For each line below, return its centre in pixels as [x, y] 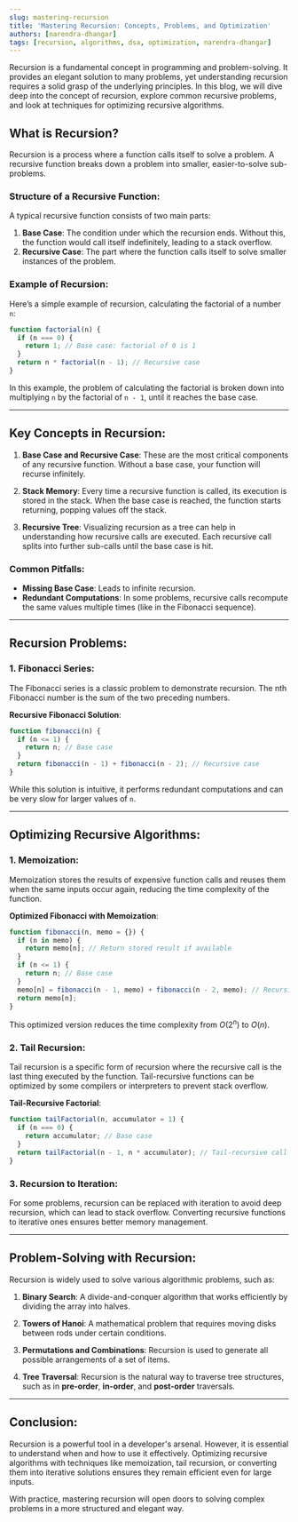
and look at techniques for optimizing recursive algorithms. [117, 105]
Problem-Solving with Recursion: [103, 1258]
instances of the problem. [69, 261]
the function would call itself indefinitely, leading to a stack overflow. [147, 243]
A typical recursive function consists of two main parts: [110, 216]
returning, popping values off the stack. [94, 510]
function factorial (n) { [55, 330]
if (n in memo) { [49, 940]
